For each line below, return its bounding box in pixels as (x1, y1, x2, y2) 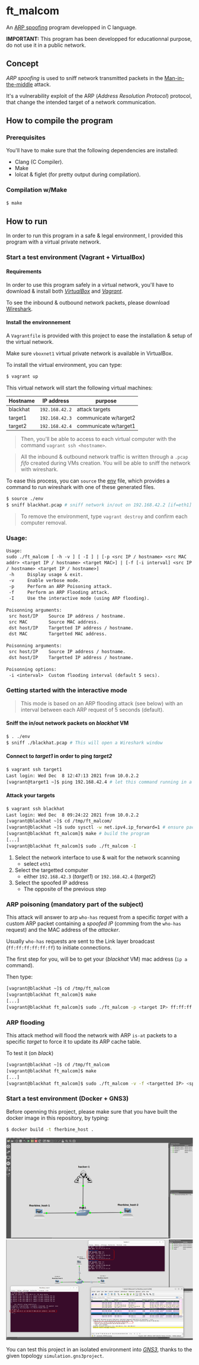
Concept (6, 59, 39, 69)
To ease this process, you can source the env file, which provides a (6, 477, 170, 484)
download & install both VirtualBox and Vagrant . (6, 287, 123, 295)
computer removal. (20, 519, 67, 526)
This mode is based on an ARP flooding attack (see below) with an (20, 699, 183, 707)
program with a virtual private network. (6, 238, 101, 245)
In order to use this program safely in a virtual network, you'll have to (6, 281, 174, 288)
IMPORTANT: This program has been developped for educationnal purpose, (6, 35, 192, 42)
